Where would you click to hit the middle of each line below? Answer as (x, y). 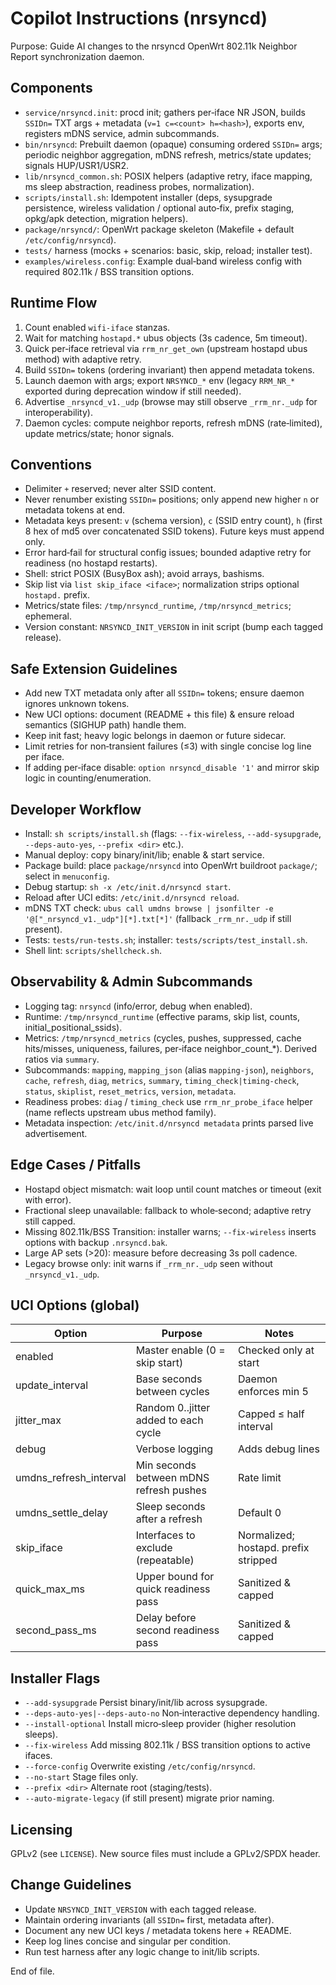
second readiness (177, 1630)
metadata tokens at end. (74, 510)
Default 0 (260, 1513)
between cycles (172, 1392)
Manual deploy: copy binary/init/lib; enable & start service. (144, 855)
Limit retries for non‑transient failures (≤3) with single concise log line (168, 746)
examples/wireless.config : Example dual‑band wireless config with (163, 261)
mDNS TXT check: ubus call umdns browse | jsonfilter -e (149, 908)
